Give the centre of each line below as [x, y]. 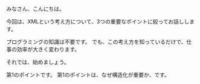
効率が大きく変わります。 [48, 49]
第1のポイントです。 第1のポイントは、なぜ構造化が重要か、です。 [88, 75]
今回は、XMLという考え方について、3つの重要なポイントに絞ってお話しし [98, 22]
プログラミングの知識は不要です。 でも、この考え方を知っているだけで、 [96, 42]
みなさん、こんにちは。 [35, 9]
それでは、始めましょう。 [38, 62]
